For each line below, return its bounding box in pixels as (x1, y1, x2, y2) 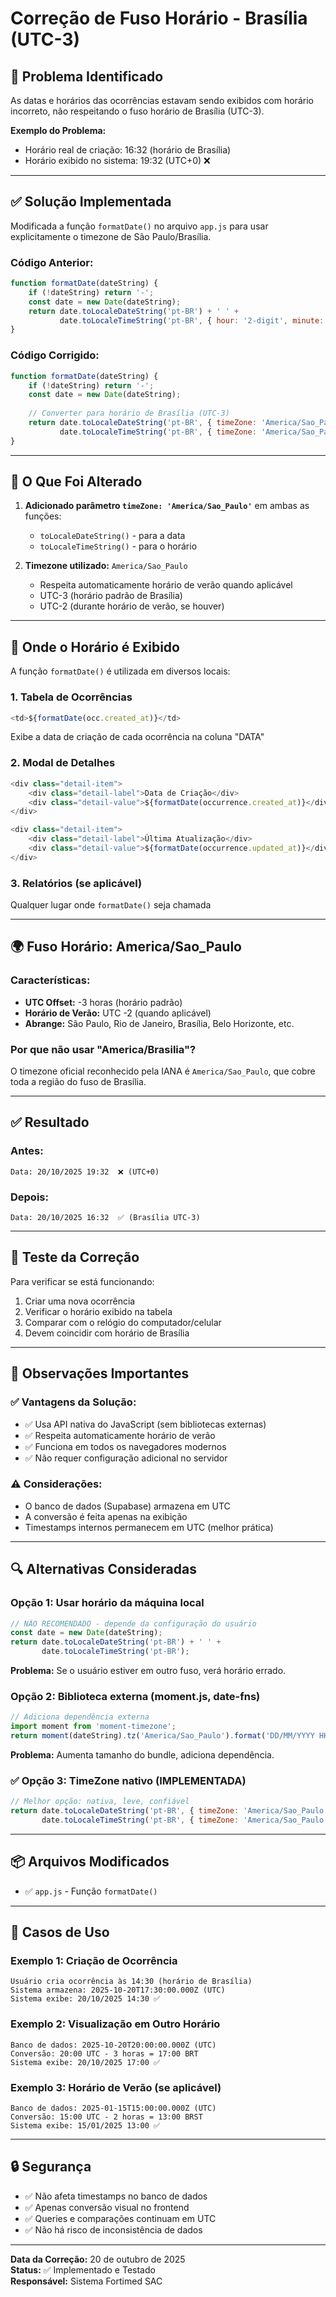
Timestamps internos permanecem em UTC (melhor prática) (24, 1521, 274, 1533)
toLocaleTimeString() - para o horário (39, 540, 198, 552)
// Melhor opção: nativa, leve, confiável (10, 1797, 190, 1807)
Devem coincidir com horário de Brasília (24, 1327, 190, 1339)
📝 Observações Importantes (10, 1365, 190, 1382)
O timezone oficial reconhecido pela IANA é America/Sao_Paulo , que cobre (10, 1065, 316, 1077)
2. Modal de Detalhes (10, 756, 116, 770)
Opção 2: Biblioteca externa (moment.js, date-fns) (10, 1689, 261, 1703)
